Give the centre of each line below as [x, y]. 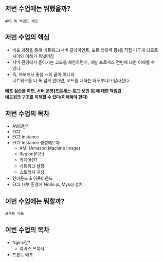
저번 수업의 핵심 [27, 37]
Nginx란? [21, 243]
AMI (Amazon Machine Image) [50, 148]
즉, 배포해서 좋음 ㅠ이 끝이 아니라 [43, 74]
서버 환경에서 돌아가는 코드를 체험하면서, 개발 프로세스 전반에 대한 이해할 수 [83, 62]
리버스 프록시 [32, 249]
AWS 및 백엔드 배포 [22, 21]
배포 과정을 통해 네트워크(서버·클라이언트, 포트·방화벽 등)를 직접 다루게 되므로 [85, 50]
